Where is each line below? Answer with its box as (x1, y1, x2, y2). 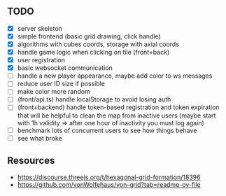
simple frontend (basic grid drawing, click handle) (17, 31, 161, 41)
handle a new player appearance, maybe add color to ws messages (17, 71, 213, 80)
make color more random (17, 87, 91, 96)
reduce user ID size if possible (17, 80, 105, 88)
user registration (17, 56, 65, 64)
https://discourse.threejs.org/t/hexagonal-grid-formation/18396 (17, 173, 201, 181)
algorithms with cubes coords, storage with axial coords (17, 40, 180, 48)
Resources (7, 155, 55, 167)
